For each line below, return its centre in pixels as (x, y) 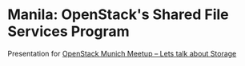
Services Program (68, 31)
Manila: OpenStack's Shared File (118, 15)
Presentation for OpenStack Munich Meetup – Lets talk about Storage (122, 53)
